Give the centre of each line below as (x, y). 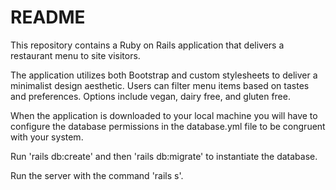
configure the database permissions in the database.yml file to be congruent (168, 126)
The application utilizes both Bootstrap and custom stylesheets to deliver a (164, 75)
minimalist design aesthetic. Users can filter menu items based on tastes (160, 85)
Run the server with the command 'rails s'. (97, 175)
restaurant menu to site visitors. (75, 55)
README (48, 17)
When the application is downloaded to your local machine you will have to (164, 115)
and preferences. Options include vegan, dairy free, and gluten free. (150, 96)
